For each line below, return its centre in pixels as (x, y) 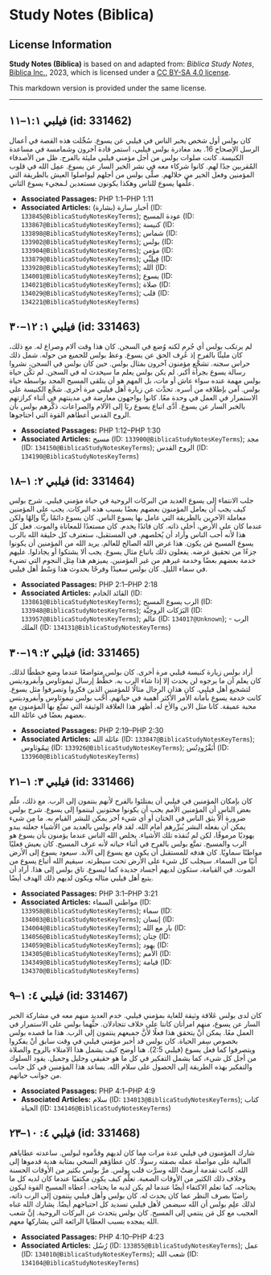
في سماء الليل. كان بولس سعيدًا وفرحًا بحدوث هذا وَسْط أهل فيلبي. (109, 569)
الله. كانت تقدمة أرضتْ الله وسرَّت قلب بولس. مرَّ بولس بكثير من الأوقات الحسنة (129, 1169)
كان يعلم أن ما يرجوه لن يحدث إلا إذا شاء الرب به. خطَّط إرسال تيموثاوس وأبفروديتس (135, 681)
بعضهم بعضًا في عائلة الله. (48, 715)
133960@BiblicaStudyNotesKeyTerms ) (80, 756)
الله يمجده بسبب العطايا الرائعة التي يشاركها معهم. (84, 1221)
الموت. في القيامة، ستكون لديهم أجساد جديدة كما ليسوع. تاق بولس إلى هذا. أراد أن (132, 869)
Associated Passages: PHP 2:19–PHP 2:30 (92, 731)
